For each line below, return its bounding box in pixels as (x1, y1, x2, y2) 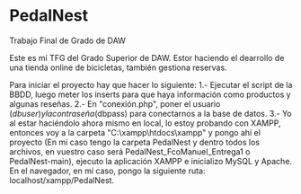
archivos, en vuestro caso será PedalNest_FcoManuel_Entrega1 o (9, 145, 251, 157)
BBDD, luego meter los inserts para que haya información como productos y (9, 89, 291, 100)
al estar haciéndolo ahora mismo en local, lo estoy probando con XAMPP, (9, 118, 281, 128)
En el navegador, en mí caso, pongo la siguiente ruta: (9, 165, 206, 176)
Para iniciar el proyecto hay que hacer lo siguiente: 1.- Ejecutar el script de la (9, 79, 293, 90)
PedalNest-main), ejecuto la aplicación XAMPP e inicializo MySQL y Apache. (9, 155, 293, 166)
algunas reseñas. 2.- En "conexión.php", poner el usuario (9, 98, 221, 109)
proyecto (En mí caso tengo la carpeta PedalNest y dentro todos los (9, 137, 261, 147)
